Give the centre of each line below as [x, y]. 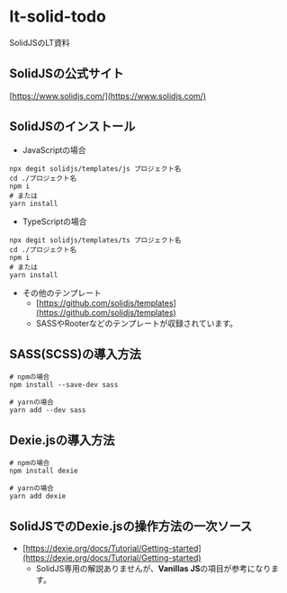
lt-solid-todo [58, 17]
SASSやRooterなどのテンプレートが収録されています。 [137, 323]
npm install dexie [44, 471]
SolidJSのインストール [72, 126]
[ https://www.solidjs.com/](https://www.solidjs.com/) [108, 95]
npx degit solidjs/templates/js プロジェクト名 [95, 168]
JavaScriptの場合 [54, 149]
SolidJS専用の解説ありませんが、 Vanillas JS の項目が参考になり [153, 568]
